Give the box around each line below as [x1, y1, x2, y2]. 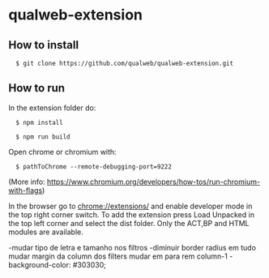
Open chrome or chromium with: [8, 147, 117, 156]
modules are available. [8, 227, 83, 237]
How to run [8, 81, 66, 95]
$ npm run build [15, 132, 70, 141]
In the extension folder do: [8, 103, 96, 113]
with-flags [8, 185, 43, 195]
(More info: [8, 177, 46, 186]
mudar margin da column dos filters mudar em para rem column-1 [8, 251, 228, 261]
